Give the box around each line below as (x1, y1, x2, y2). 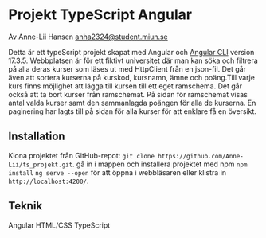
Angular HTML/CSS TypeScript (8, 220, 111, 230)
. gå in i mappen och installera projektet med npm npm (72, 159, 248, 169)
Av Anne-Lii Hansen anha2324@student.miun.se (8, 32, 169, 41)
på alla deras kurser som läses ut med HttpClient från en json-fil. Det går (8, 64, 247, 73)
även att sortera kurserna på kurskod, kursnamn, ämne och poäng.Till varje (8, 72, 255, 82)
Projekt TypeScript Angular (8, 6, 193, 24)
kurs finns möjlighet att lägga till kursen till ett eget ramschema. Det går (8, 81, 243, 91)
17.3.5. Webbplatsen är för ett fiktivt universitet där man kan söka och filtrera (8, 56, 259, 65)
